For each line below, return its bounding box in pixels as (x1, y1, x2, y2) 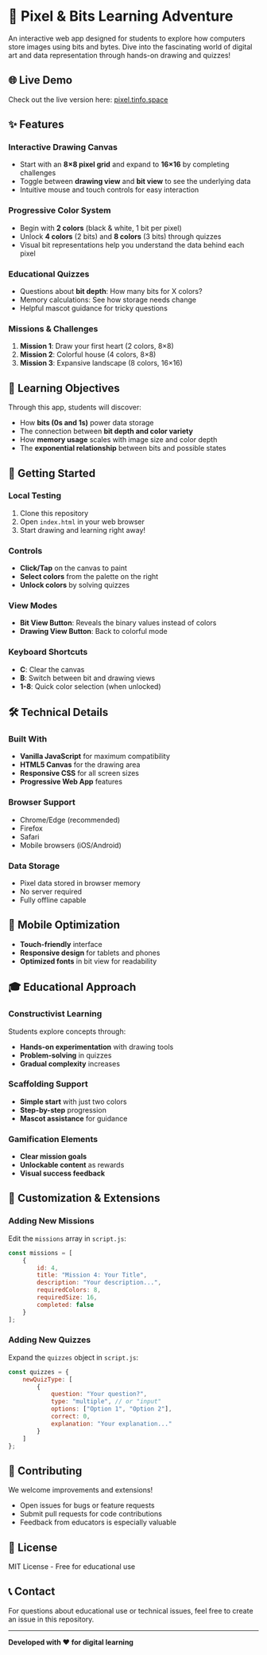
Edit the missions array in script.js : (8, 1234, 127, 1243)
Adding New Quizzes (8, 1334, 91, 1345)
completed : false (37, 1301, 94, 1309)
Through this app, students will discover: (8, 402, 141, 413)
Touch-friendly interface (19, 939, 103, 949)
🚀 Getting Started (8, 466, 96, 480)
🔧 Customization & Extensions (8, 1191, 161, 1205)
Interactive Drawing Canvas (8, 142, 118, 153)
